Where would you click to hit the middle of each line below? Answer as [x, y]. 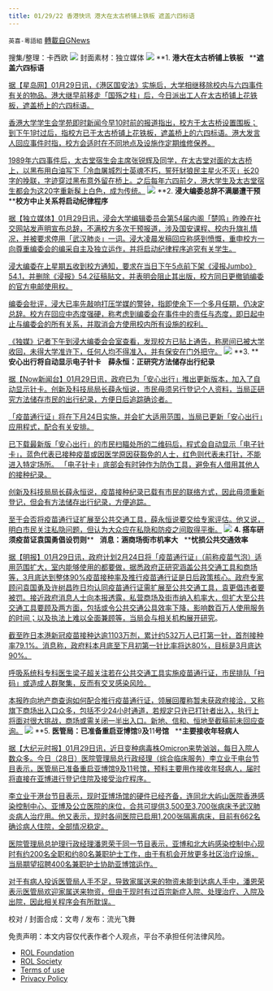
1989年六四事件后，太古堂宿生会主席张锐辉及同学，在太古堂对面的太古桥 [130, 160]
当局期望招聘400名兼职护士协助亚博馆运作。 [83, 864]
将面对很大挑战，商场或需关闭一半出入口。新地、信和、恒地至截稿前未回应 [133, 720]
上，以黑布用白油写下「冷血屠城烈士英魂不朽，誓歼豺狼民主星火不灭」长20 [134, 170]
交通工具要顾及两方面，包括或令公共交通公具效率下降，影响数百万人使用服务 [136, 608]
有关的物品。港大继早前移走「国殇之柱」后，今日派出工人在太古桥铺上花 [129, 95]
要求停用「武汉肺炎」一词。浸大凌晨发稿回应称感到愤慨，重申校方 [147, 238]
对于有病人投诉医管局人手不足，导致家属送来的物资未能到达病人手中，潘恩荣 [136, 881]
